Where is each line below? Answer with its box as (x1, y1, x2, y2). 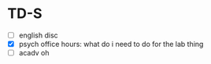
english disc (18, 30, 58, 40)
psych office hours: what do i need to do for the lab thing (18, 40, 204, 48)
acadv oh (18, 48, 50, 58)
